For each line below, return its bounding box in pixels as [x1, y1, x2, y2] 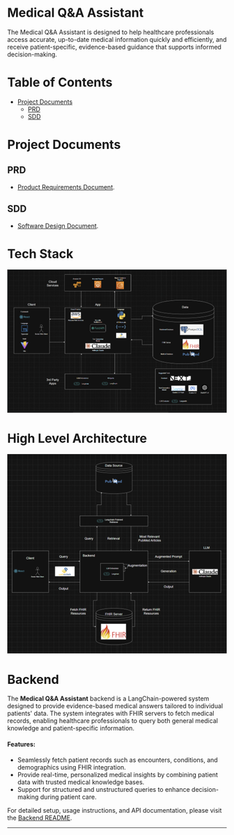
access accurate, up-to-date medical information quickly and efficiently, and [7, 35, 227, 43]
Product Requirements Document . [17, 182, 115, 191]
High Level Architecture [7, 430, 148, 446]
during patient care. [40, 793, 97, 801]
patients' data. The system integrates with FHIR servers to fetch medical [7, 709, 214, 718]
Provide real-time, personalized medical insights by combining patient [17, 770, 218, 779]
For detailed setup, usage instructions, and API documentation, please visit [7, 806, 222, 814]
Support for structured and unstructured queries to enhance [17, 785, 190, 793]
